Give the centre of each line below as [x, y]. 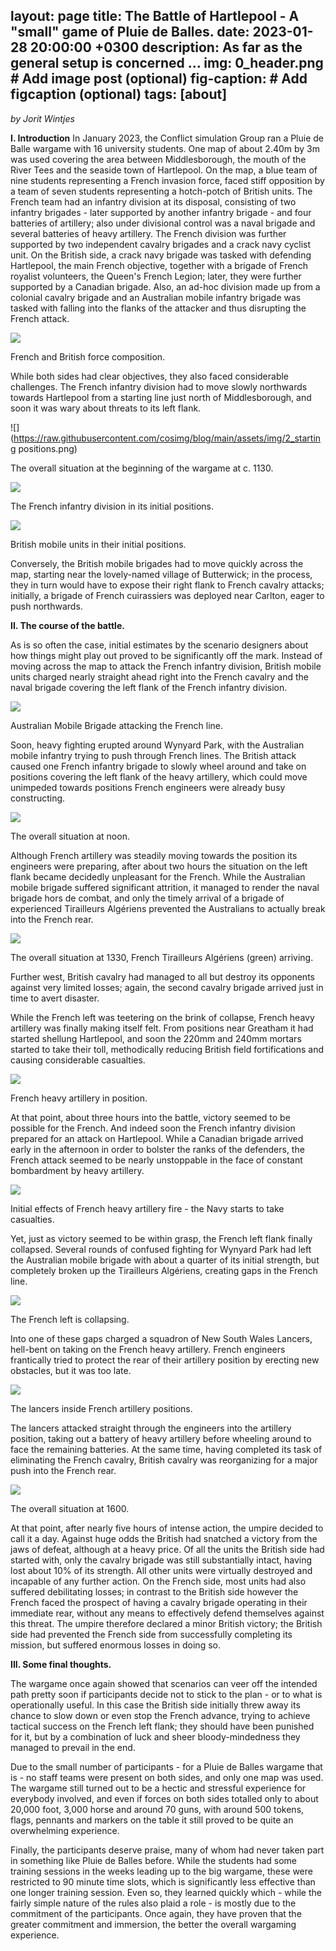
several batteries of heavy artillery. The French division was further [148, 233]
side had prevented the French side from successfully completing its [151, 1634]
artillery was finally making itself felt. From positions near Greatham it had [162, 1028]
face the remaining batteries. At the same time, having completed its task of [166, 1449]
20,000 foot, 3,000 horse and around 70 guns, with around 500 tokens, [157, 1809]
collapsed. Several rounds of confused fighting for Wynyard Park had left [161, 1249]
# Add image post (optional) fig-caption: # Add [159, 79]
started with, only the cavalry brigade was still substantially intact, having [161, 1560]
